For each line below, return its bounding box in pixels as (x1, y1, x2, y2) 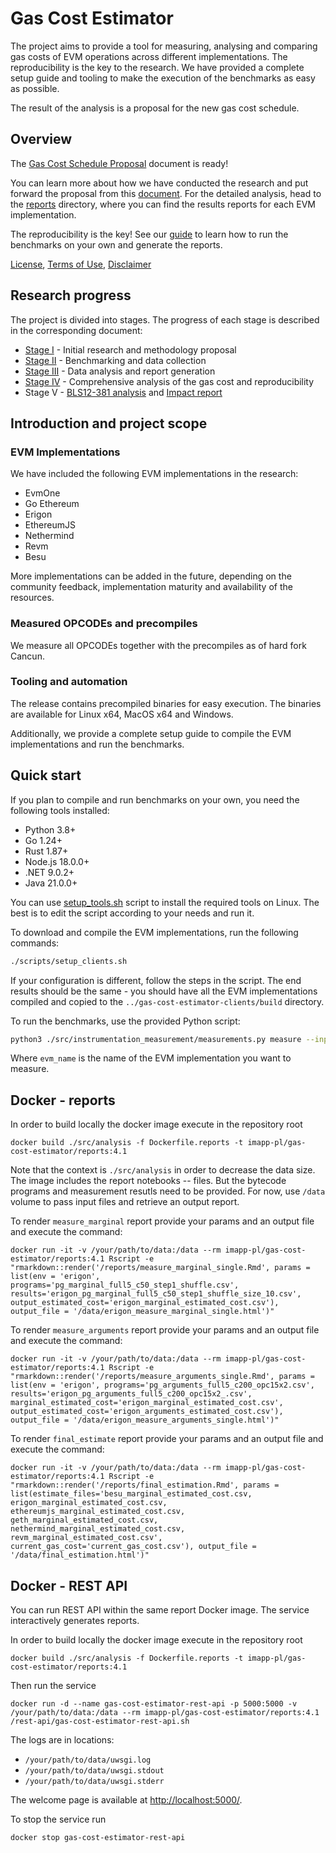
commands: (10, 937, 60, 949)
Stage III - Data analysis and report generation (24, 365, 216, 377)
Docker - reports (10, 1092, 116, 1109)
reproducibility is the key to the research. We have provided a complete (10, 61, 305, 73)
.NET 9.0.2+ (24, 866, 75, 878)
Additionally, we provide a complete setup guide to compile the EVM (10, 727, 292, 739)
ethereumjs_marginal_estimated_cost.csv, (10, 1507, 186, 1517)
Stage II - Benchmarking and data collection (24, 354, 207, 366)
